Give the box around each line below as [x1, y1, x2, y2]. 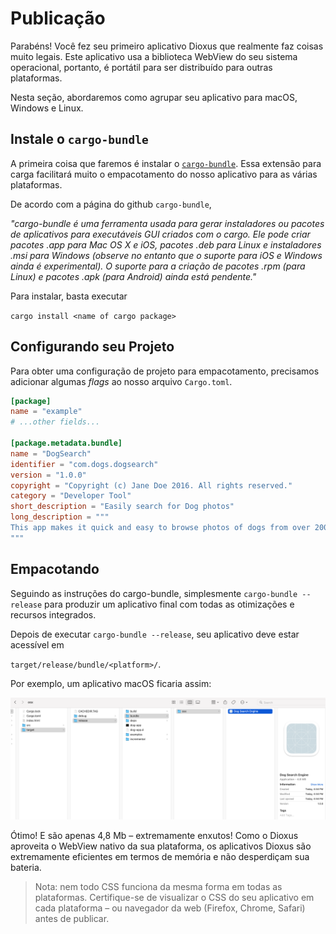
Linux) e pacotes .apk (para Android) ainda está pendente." [10, 270, 257, 282]
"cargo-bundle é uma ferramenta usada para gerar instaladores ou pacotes [10, 217, 325, 229]
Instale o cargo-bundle [10, 131, 149, 148]
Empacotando [10, 561, 100, 578]
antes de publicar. [34, 912, 110, 924]
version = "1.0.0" [10, 470, 87, 480]
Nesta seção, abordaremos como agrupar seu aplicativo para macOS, [10, 91, 298, 103]
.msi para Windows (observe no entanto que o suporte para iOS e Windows [10, 249, 323, 261]
